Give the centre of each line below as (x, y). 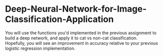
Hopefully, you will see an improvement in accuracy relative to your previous (81, 43)
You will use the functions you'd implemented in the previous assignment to (81, 33)
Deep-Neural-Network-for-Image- (76, 9)
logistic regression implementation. (40, 48)
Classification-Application (59, 19)
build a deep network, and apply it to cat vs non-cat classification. (71, 38)
